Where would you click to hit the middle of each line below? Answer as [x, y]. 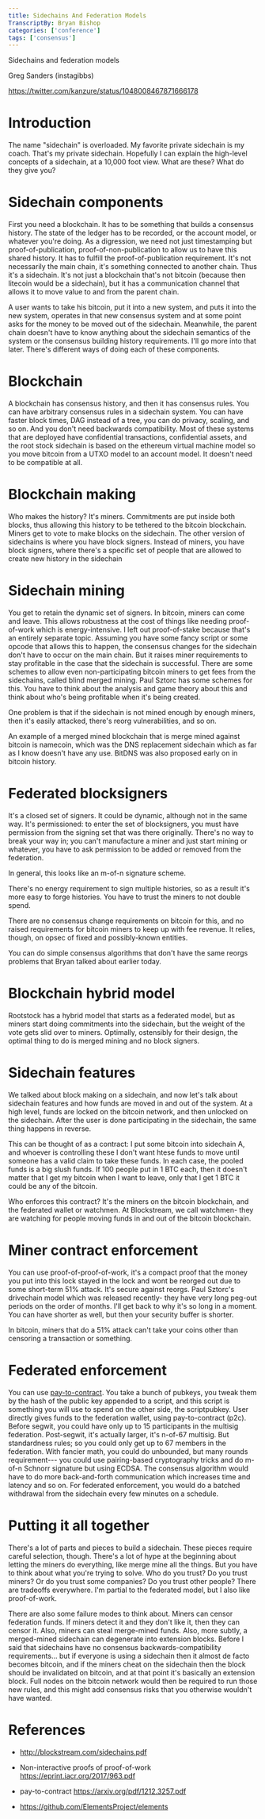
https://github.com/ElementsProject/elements [94, 1806]
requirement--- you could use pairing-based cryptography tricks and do [126, 1459]
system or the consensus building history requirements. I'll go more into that [132, 341]
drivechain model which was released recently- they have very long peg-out [132, 1298]
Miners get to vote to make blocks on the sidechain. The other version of [127, 533]
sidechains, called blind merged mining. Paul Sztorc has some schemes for [131, 680]
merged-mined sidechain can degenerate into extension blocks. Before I [126, 1639]
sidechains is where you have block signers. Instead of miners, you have [127, 542]
